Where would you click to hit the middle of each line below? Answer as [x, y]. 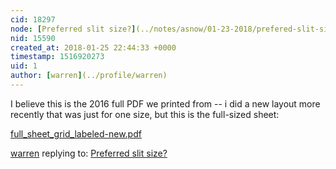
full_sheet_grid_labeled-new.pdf [76, 133]
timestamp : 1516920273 [57, 57]
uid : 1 [24, 66]
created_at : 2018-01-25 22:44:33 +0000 [93, 47]
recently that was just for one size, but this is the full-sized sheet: [145, 114]
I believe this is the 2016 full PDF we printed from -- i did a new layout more [165, 103]
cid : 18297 [33, 19]
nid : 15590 [33, 38]
